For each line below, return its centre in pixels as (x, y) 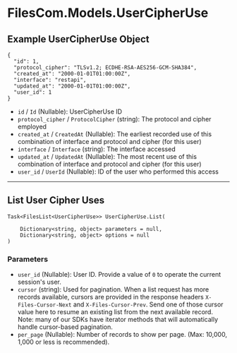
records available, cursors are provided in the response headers (111, 297)
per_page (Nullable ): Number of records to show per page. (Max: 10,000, (122, 335)
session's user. (39, 282)
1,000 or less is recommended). (63, 342)
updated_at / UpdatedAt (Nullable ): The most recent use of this (107, 156)
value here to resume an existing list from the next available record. (115, 312)
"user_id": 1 (33, 92)
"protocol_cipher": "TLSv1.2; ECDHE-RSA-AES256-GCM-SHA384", (105, 68)
